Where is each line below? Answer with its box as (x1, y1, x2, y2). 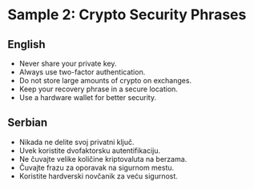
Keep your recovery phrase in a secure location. (18, 84, 178, 94)
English (7, 38, 46, 51)
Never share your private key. (18, 58, 117, 68)
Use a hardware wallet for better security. (18, 93, 157, 102)
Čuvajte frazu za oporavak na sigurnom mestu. (18, 163, 175, 172)
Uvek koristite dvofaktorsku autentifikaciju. (18, 146, 161, 155)
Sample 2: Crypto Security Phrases (7, 6, 247, 24)
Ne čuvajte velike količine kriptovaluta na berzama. (18, 154, 187, 163)
